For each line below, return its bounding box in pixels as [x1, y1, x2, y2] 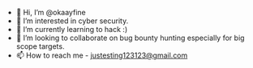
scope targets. [15, 42, 65, 51]
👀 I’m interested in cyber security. [15, 16, 129, 26]
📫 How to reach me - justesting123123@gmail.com [15, 50, 188, 60]
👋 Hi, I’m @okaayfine [15, 8, 87, 17]
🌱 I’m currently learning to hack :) [15, 25, 128, 34]
